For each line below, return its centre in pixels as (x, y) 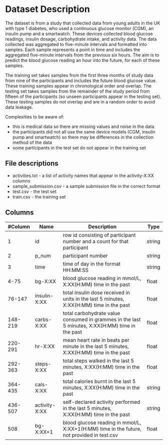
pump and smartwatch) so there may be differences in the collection (83, 137)
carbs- (43, 319)
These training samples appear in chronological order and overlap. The (78, 85)
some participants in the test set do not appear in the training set (79, 147)
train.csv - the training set (39, 196)
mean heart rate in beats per (96, 340)
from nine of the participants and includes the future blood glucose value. (81, 80)
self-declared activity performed (101, 402)
